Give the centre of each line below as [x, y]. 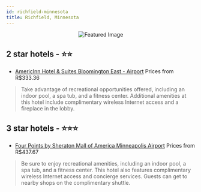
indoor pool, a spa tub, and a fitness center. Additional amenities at [103, 96]
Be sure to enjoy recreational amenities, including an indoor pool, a [103, 164]
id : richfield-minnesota [37, 12]
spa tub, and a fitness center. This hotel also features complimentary [106, 170]
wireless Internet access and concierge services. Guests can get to [104, 176]
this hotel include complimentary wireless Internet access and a [100, 102]
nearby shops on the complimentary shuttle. [76, 183]
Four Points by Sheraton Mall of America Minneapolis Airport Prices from [105, 146]
